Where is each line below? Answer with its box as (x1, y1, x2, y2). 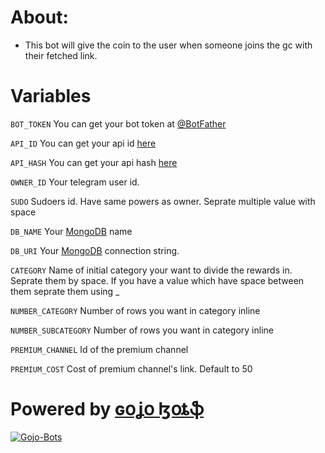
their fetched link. (24, 49, 98, 61)
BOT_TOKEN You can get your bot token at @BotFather (10, 117, 227, 130)
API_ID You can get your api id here (10, 137, 157, 149)
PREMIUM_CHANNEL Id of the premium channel (10, 343, 189, 355)
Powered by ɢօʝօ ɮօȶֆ (10, 398, 204, 421)
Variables (10, 85, 92, 108)
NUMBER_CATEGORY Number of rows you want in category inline (10, 304, 261, 316)
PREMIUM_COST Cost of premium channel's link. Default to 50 (10, 362, 253, 375)
